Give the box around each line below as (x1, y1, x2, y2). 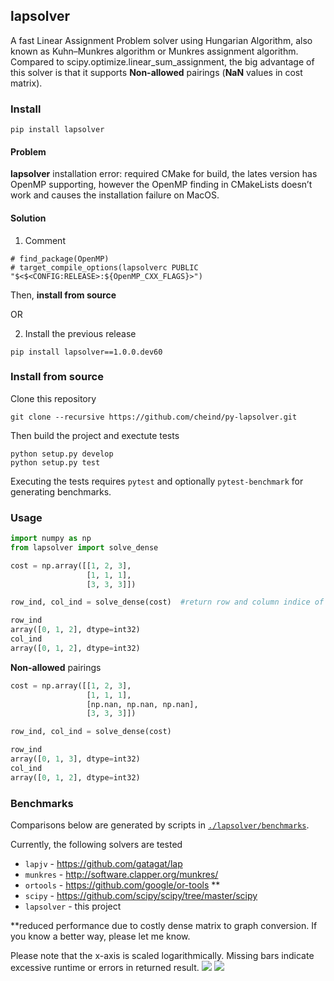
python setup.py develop (10, 449, 114, 459)
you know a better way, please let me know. (10, 930, 191, 943)
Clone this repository (10, 392, 97, 404)
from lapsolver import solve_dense (10, 542, 159, 553)
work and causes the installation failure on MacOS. (10, 189, 220, 201)
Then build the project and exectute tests (10, 429, 180, 441)
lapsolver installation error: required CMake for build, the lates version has (10, 168, 318, 180)
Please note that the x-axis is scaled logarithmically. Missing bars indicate (10, 950, 315, 962)
